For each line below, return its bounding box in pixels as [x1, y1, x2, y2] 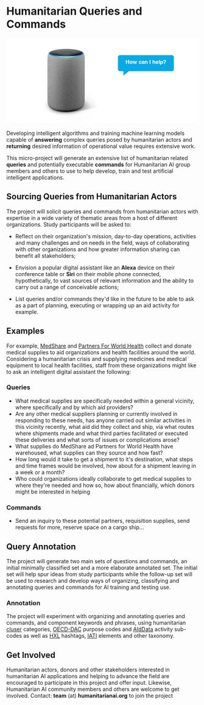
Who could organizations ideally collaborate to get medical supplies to [15, 475, 192, 482]
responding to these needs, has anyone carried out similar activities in [15, 417, 192, 424]
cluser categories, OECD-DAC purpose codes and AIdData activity [6, 626, 174, 633]
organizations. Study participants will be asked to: [6, 221, 132, 228]
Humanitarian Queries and [6, 4, 142, 18]
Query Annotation [6, 541, 76, 552]
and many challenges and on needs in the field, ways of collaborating [15, 239, 190, 246]
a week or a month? [15, 469, 65, 476]
